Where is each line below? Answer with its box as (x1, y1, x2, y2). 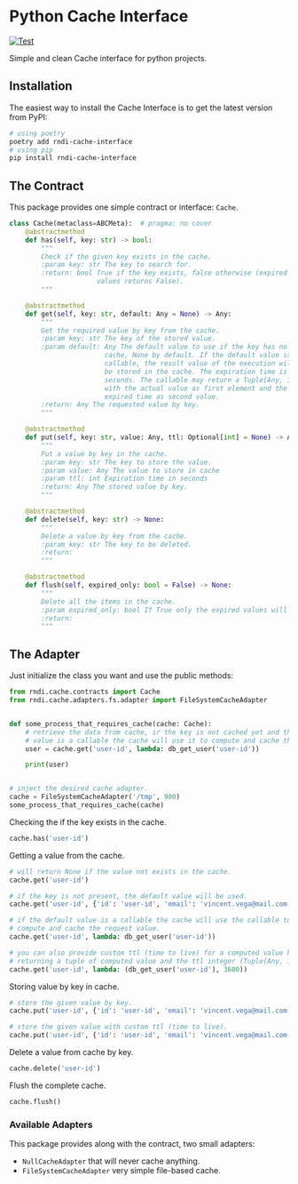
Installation (9, 78, 73, 94)
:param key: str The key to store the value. (41, 458, 213, 467)
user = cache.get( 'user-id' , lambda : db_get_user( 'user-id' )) (25, 744, 260, 753)
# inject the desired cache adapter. (9, 784, 149, 793)
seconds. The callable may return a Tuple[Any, (104, 375, 284, 384)
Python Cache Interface (9, 6, 189, 27)
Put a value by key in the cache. (41, 449, 169, 459)
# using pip (9, 145, 53, 155)
